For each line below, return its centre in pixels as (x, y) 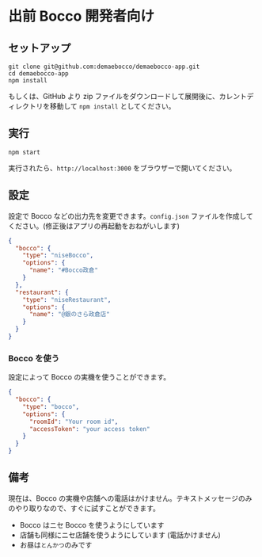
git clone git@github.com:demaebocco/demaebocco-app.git (104, 67)
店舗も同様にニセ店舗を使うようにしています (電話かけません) (120, 535)
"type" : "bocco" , (51, 406)
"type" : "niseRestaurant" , (67, 299)
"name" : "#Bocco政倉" (64, 270)
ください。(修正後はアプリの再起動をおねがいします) (94, 226)
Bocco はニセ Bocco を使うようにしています (92, 525)
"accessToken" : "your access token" (89, 429)
